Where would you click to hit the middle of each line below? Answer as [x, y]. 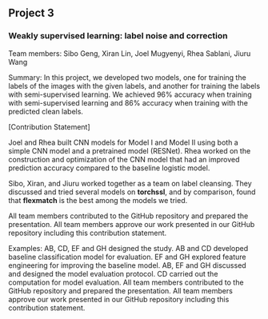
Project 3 [31, 13]
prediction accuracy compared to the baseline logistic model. [109, 168]
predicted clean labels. [46, 111]
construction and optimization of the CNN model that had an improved [124, 159]
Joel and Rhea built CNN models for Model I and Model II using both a [123, 142]
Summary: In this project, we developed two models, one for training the [127, 77]
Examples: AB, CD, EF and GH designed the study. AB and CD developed [128, 248]
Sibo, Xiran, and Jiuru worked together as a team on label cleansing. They [130, 183]
